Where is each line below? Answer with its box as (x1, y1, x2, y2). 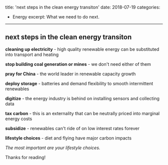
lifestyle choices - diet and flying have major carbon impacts (5, 135, 131, 141)
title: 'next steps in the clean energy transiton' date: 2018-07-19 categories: (5, 4, 160, 10)
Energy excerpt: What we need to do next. (12, 14, 100, 19)
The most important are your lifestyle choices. (5, 145, 100, 151)
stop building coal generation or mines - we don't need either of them (5, 61, 151, 67)
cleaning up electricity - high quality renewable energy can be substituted (5, 46, 159, 52)
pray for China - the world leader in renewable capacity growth (5, 71, 136, 77)
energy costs (5, 116, 32, 122)
